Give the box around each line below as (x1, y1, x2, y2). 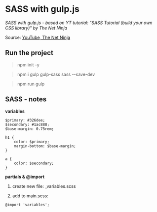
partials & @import (5, 174, 45, 180)
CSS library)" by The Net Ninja (5, 25, 68, 30)
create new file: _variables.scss (12, 183, 76, 189)
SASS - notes (5, 95, 47, 104)
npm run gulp (17, 81, 45, 87)
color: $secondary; (14, 161, 54, 166)
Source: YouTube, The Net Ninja (5, 34, 71, 40)
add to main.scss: (12, 193, 48, 199)
